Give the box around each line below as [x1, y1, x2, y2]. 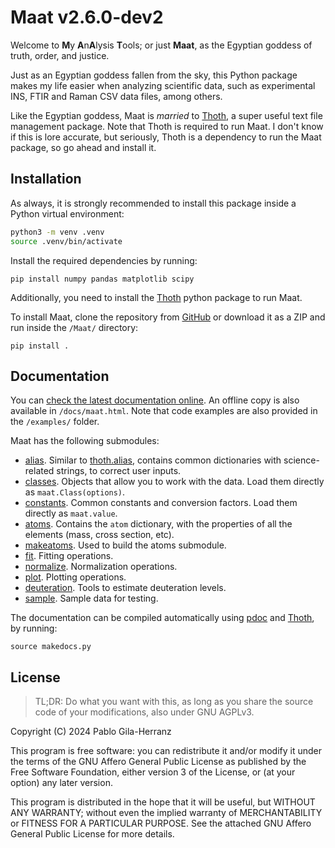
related [24, 465, 55, 477]
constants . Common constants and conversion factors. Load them [24, 497, 298, 509]
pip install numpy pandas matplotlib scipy [10, 274, 195, 284]
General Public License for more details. [10, 828, 175, 840]
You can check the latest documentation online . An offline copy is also [10, 394, 300, 406]
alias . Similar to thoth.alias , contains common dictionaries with [24, 454, 282, 466]
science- [283, 454, 320, 466]
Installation [10, 171, 82, 188]
